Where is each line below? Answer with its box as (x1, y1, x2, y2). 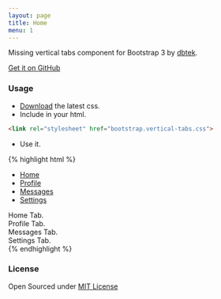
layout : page (8, 11, 51, 20)
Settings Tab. (8, 235, 51, 245)
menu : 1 (8, 26, 34, 34)
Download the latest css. (19, 100, 100, 111)
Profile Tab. (8, 218, 46, 228)
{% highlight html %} (8, 154, 77, 164)
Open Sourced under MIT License (8, 282, 118, 291)
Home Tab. (8, 210, 44, 220)
